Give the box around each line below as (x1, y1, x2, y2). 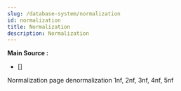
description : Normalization (7, 29, 90, 37)
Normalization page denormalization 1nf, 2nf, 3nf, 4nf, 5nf (7, 76, 174, 85)
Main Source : (7, 49, 49, 57)
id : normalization (7, 17, 61, 24)
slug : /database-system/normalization (7, 10, 121, 17)
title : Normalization (7, 23, 71, 30)
